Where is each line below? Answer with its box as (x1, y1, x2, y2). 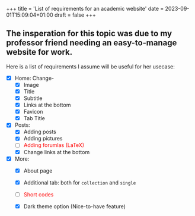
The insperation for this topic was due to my (6, 29, 172, 39)
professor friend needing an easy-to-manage (6, 38, 177, 48)
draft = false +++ (54, 11, 97, 18)
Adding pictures (23, 135, 63, 142)
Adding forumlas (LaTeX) (23, 142, 85, 149)
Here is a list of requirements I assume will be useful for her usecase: (6, 62, 175, 70)
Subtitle (23, 95, 43, 102)
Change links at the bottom (23, 148, 90, 155)
